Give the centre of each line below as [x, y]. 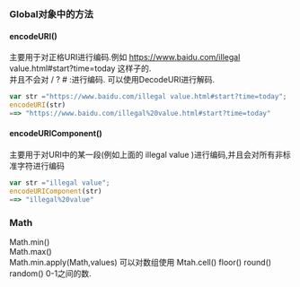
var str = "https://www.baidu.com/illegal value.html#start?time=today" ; [148, 97]
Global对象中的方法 [52, 13]
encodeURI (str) [38, 105]
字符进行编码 [40, 165]
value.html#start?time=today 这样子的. [80, 68]
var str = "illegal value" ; [60, 183]
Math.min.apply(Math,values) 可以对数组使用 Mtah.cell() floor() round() [141, 262]
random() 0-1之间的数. [50, 273]
